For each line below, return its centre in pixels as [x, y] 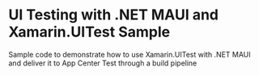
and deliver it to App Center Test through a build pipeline [103, 63]
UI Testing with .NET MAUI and [114, 15]
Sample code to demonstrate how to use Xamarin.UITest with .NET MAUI [129, 54]
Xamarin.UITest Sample [89, 32]
